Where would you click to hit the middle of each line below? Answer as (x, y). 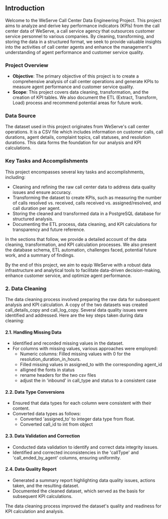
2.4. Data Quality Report (31, 469)
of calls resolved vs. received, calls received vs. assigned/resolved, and (87, 203)
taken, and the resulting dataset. (46, 485)
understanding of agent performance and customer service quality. (75, 52)
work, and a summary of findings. (40, 255)
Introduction (25, 8)
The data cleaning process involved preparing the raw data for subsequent (82, 299)
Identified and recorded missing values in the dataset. (68, 343)
